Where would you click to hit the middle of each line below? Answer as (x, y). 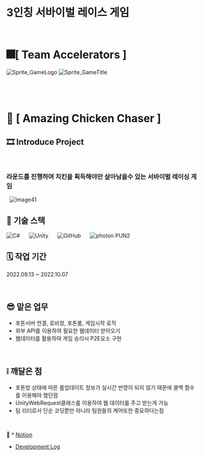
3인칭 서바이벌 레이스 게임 (68, 13)
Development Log (38, 446)
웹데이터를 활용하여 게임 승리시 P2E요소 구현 (68, 338)
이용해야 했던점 (40, 395)
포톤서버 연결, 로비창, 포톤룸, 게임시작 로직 (66, 323)
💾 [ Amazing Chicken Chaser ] (84, 119)
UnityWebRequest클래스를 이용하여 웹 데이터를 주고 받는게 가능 (92, 403)
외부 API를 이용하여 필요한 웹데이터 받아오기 (68, 330)
